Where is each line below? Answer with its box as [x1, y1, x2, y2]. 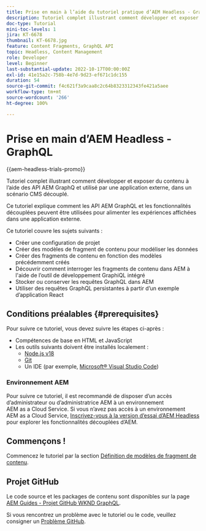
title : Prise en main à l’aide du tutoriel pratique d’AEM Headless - [6, 9, 191, 15]
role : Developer [6, 55, 48, 61]
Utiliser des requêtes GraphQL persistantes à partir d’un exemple [15, 285, 180, 292]
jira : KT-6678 [6, 32, 43, 38]
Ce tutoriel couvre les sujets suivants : [6, 227, 103, 234]
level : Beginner [6, 60, 48, 66]
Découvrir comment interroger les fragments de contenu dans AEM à [15, 265, 190, 272]
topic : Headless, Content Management [6, 49, 103, 55]
